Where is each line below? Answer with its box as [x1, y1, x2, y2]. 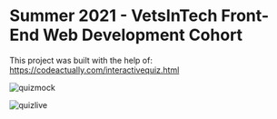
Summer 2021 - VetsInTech [9, 5, 218, 26]
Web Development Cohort [42, 25, 243, 45]
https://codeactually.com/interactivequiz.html [9, 64, 180, 75]
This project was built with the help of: [9, 55, 153, 65]
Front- [221, 5, 270, 26]
